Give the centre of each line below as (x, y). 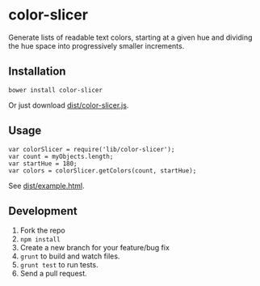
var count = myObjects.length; (61, 156)
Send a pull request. (53, 274)
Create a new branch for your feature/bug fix (94, 248)
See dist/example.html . (46, 186)
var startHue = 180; (43, 164)
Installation (37, 72)
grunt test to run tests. (59, 265)
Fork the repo (43, 231)
